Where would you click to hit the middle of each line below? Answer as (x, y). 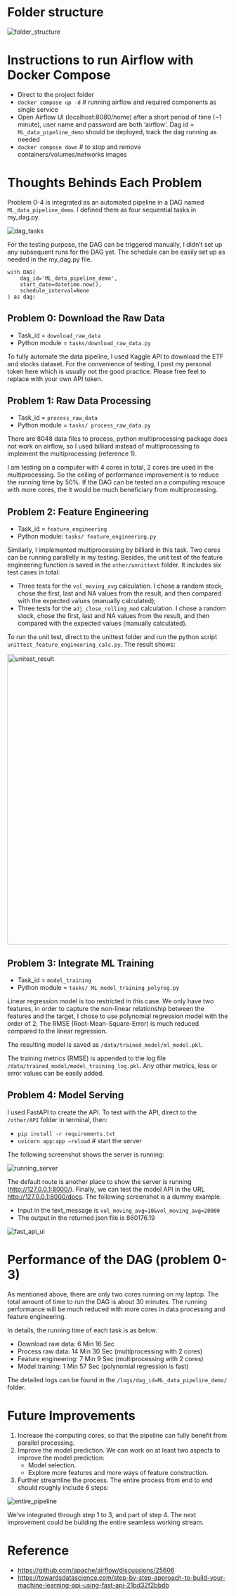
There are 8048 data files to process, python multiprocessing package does (118, 439)
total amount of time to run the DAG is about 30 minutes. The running (107, 1301)
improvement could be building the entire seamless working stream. (105, 1522)
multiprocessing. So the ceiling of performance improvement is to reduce (113, 475)
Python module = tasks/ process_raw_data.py (84, 425)
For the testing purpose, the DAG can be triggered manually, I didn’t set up (115, 244)
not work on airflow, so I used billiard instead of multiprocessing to (104, 446)
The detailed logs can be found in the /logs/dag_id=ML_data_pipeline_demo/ (117, 1379)
